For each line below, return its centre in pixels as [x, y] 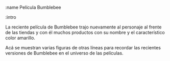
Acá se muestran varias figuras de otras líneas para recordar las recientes [83, 48]
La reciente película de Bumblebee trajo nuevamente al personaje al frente [83, 27]
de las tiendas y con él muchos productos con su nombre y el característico [85, 32]
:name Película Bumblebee [33, 7]
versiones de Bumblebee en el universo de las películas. [64, 53]
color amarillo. [20, 38]
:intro [11, 17]
